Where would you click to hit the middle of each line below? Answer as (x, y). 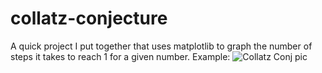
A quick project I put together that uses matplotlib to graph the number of (161, 46)
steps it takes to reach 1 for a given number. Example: (120, 56)
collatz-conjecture (89, 18)
